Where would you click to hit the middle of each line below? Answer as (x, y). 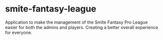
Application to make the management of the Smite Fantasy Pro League (77, 22)
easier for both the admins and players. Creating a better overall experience (82, 27)
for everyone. (19, 32)
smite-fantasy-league (51, 9)
